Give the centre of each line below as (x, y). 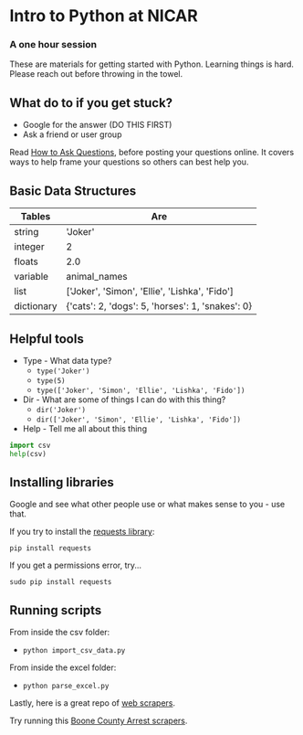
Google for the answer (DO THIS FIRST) (97, 125)
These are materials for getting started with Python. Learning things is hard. (152, 64)
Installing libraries (62, 482)
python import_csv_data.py (74, 651)
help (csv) (28, 453)
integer (29, 247)
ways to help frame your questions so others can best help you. (129, 162)
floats (26, 261)
